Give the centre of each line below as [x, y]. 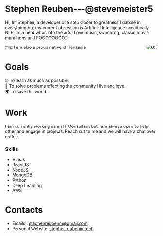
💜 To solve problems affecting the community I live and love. [65, 86]
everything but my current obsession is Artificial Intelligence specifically [77, 27]
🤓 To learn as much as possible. [37, 80]
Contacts [24, 210]
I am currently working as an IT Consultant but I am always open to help [77, 126]
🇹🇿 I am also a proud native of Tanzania [46, 47]
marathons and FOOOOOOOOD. [37, 38]
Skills [12, 149]
